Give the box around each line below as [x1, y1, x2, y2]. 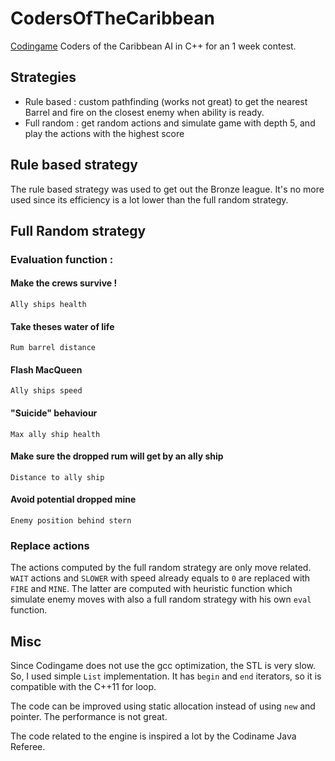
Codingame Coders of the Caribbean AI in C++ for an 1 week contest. [10, 40, 297, 52]
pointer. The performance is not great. [10, 711, 168, 723]
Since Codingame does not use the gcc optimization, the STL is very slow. [10, 660, 316, 672]
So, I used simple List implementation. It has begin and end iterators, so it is [10, 670, 322, 682]
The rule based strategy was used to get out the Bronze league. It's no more [10, 183, 325, 195]
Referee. [10, 741, 46, 753]
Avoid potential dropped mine [10, 493, 137, 506]
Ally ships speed [10, 386, 83, 396]
